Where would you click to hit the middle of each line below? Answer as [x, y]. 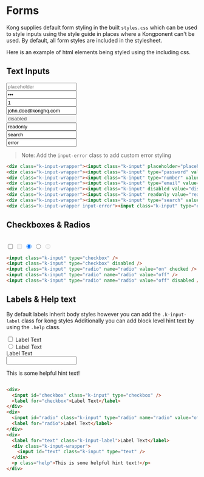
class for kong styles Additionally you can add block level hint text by [107, 321]
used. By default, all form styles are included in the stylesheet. [84, 40]
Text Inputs [28, 71]
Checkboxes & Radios [48, 225]
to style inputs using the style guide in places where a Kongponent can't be [100, 33]
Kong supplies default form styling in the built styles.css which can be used [102, 27]
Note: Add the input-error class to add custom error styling [96, 155]
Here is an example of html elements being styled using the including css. [99, 52]
